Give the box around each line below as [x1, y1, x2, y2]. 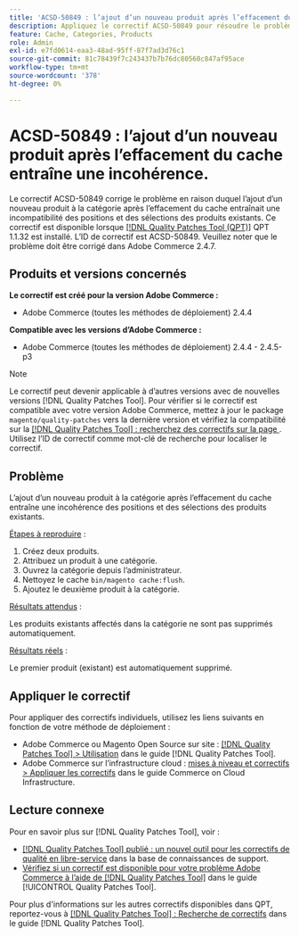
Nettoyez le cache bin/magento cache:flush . [21, 575, 185, 585]
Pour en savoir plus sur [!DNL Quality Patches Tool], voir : [9, 826, 220, 837]
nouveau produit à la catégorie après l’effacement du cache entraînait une [9, 203, 280, 213]
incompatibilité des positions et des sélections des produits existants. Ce [9, 211, 277, 223]
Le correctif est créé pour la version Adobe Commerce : [9, 290, 219, 301]
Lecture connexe [9, 802, 105, 817]
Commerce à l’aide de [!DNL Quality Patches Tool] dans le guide [21, 872, 258, 883]
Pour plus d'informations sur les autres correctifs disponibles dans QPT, [9, 899, 273, 909]
